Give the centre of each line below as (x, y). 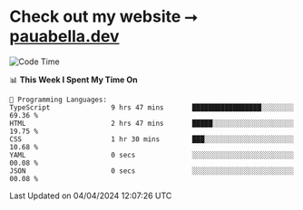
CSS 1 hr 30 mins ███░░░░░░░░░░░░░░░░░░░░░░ (152, 139)
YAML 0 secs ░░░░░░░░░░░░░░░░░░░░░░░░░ (152, 155)
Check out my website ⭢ (103, 17)
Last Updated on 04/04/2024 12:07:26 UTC (91, 196)
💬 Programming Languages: (58, 100)
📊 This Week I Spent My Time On (73, 80)
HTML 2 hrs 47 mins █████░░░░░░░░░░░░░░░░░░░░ (152, 123)
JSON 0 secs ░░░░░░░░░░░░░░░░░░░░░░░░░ (152, 171)
